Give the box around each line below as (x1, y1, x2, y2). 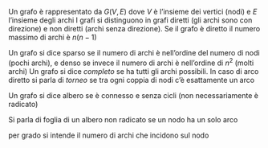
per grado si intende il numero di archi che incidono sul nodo (8, 130, 209, 140)
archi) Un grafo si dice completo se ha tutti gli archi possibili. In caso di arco (8, 66, 259, 76)
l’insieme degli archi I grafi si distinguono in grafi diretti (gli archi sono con (8, 15, 253, 25)
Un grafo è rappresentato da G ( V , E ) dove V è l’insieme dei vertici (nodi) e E (8, 7, 258, 16)
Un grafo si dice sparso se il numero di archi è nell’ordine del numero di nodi (8, 48, 260, 57)
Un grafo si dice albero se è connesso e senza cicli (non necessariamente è (8, 90, 259, 100)
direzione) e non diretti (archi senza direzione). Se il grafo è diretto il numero (8, 24, 261, 33)
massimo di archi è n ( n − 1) (8, 32, 98, 42)
